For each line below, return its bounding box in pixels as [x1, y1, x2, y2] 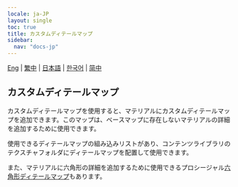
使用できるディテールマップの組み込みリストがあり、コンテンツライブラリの [7, 139, 231, 147]
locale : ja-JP [7, 10, 50, 18]
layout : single [7, 17, 53, 24]
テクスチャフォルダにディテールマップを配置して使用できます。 [7, 148, 193, 157]
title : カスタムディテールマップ [7, 30, 93, 38]
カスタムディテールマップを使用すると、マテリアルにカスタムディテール [7, 106, 218, 115]
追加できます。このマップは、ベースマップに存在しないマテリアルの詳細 [19, 115, 231, 124]
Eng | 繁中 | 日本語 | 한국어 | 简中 [7, 64, 102, 72]
